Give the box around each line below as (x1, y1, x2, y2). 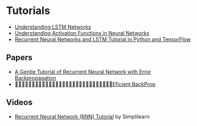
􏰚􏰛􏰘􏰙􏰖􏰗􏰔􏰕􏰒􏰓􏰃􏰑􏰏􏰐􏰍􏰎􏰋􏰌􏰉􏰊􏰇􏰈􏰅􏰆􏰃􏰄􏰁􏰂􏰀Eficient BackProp (14, 80, 156, 87)
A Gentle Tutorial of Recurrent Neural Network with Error (14, 68, 151, 75)
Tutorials (6, 4, 50, 17)
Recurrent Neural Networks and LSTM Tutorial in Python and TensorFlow (14, 36, 191, 43)
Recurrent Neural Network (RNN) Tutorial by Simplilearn (14, 113, 150, 120)
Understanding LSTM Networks (14, 23, 91, 30)
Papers (6, 52, 33, 62)
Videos (6, 97, 33, 107)
